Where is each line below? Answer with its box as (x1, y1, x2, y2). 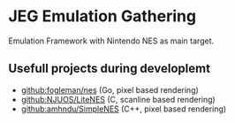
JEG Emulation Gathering (8, 6, 196, 27)
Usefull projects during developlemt (8, 61, 211, 76)
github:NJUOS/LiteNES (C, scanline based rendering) (20, 94, 216, 104)
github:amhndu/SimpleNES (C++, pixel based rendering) (20, 104, 227, 114)
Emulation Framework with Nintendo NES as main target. (8, 35, 214, 46)
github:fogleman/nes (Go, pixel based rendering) (20, 84, 200, 95)
